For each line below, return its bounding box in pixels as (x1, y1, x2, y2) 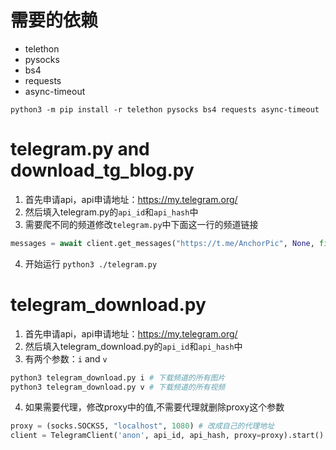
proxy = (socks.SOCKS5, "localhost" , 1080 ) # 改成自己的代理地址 (10, 421, 275, 431)
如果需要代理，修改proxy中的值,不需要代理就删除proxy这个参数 (24, 401, 285, 413)
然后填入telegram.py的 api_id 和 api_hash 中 (24, 206, 199, 218)
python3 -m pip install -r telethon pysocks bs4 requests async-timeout (10, 104, 320, 115)
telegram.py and (10, 138, 150, 161)
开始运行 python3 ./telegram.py (24, 257, 158, 270)
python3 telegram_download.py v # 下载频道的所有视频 (10, 382, 226, 392)
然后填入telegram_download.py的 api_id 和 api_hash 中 (24, 340, 243, 352)
